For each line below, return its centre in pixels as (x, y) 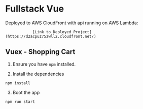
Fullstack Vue (35, 9)
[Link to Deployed (52, 32)
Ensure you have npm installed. (44, 64)
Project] (83, 32)
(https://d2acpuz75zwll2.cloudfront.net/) (51, 36)
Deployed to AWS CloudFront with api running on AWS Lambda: (72, 23)
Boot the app (26, 92)
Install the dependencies (38, 74)
